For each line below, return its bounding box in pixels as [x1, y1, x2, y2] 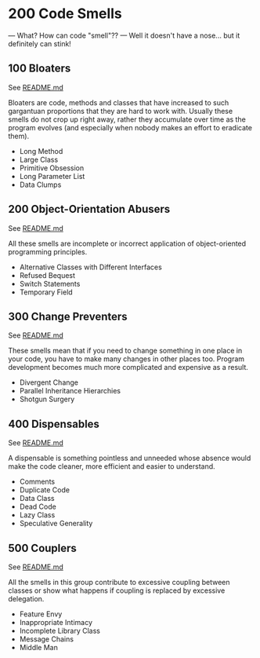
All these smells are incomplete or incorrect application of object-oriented [8, 239, 247, 248]
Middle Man [19, 643, 59, 652]
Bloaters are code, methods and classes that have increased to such [8, 97, 229, 107]
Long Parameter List [19, 171, 85, 181]
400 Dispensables [8, 417, 100, 430]
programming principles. [8, 247, 88, 256]
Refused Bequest [19, 270, 76, 280]
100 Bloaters [8, 62, 71, 75]
